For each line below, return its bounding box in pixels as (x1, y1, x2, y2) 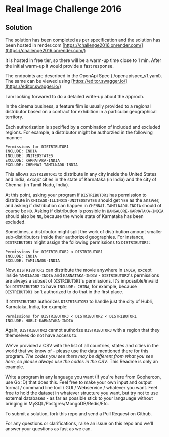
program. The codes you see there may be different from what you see (5, 353, 153, 359)
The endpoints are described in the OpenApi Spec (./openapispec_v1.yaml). (5, 73, 163, 79)
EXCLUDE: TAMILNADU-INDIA (5, 258, 60, 263)
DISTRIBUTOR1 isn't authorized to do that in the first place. (5, 289, 124, 295)
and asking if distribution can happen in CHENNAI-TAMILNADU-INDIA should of (5, 203, 162, 208)
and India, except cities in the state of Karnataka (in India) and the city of (5, 176, 157, 182)
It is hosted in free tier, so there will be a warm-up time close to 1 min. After (5, 57, 162, 64)
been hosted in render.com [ (5, 42, 65, 48)
